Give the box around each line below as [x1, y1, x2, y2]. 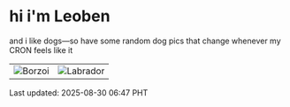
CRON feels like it [9, 44, 73, 55]
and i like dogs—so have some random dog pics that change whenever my [9, 35, 281, 46]
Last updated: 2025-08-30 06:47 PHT [9, 87, 149, 98]
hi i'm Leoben [9, 6, 111, 27]
